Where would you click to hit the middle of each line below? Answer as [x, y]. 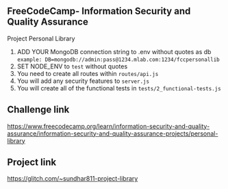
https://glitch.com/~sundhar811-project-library [73, 179]
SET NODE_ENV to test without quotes [72, 66]
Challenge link [38, 110]
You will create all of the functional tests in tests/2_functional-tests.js [119, 88]
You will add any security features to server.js [83, 81]
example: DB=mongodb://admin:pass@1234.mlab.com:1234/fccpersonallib [118, 60]
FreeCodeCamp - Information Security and [99, 11]
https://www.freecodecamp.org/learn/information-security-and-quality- [109, 126]
